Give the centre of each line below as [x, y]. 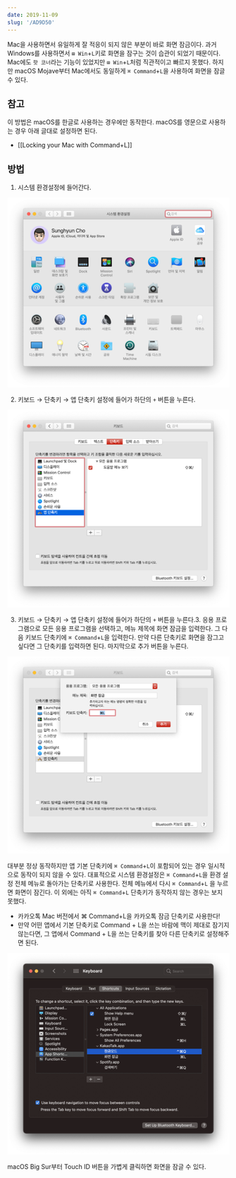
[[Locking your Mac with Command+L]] [75, 145]
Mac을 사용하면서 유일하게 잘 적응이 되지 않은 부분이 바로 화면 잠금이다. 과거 [112, 44]
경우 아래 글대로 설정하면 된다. [56, 131]
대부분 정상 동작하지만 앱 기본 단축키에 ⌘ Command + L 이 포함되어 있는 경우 [107, 866]
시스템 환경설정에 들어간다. [54, 188]
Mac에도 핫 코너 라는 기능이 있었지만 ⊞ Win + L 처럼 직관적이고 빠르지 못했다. [109, 62]
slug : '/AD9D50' [31, 22]
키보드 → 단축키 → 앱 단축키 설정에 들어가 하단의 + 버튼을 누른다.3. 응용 [116, 619]
